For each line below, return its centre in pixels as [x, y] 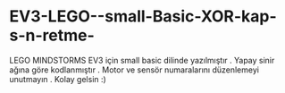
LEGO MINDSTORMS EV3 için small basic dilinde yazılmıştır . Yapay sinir [142, 60]
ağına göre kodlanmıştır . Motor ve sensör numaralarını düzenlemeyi [134, 70]
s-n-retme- [52, 35]
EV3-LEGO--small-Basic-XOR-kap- [143, 17]
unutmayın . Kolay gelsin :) [58, 79]
